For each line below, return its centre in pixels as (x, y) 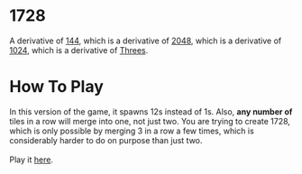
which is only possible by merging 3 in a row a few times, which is (132, 131)
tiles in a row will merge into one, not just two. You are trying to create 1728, (150, 121)
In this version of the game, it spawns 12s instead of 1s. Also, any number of (151, 111)
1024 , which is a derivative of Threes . (79, 50)
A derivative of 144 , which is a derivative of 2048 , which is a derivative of (146, 41)
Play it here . (32, 160)
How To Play (56, 87)
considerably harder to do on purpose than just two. (106, 140)
